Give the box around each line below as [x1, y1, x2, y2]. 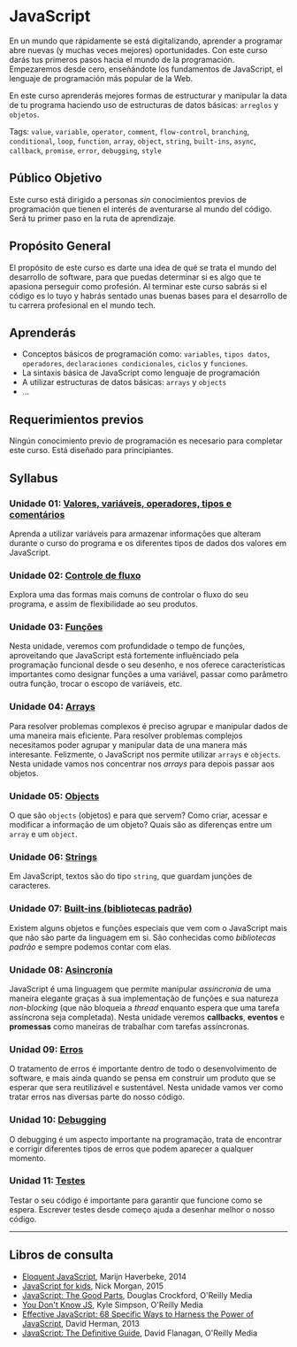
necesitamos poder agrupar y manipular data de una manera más [9, 739, 247, 750]
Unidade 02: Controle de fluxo [9, 569, 141, 581]
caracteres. [9, 881, 51, 891]
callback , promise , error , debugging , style [9, 144, 162, 156]
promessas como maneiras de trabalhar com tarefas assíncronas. [9, 1020, 250, 1032]
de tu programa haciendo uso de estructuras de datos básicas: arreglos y [9, 99, 278, 110]
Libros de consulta [9, 1248, 114, 1263]
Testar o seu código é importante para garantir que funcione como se [9, 1195, 263, 1205]
